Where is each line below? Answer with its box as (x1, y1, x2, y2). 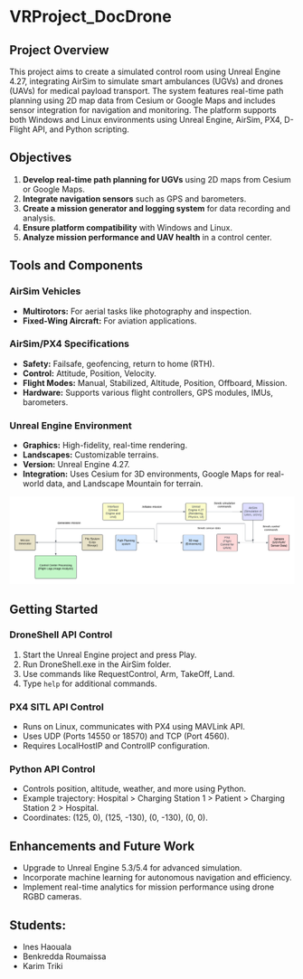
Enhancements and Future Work (9, 838, 195, 853)
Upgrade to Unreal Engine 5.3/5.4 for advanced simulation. (22, 862, 242, 873)
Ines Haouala (22, 942, 72, 953)
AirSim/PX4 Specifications (9, 337, 129, 350)
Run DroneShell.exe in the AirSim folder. (22, 658, 172, 670)
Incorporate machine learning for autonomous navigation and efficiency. (22, 872, 292, 883)
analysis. (22, 212, 56, 223)
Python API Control (9, 763, 96, 776)
